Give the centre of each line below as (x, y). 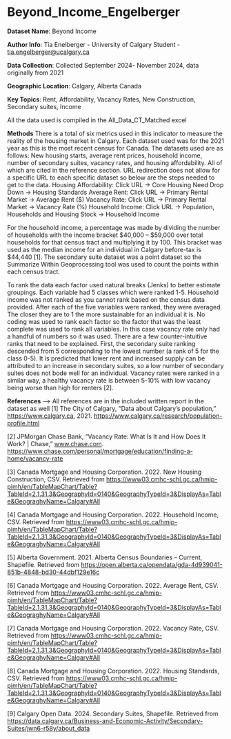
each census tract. (34, 271)
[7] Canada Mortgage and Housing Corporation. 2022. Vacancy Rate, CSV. (113, 628)
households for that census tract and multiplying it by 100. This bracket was (115, 242)
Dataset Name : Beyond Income (52, 31)
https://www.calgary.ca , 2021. (50, 416)
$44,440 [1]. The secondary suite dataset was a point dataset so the (104, 257)
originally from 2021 (36, 73)
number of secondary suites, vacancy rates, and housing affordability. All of (115, 162)
